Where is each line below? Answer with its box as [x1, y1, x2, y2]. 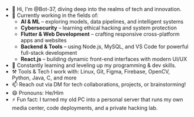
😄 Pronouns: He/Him [11, 89, 64, 96]
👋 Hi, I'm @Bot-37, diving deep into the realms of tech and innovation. [11, 6, 182, 12]
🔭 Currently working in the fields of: [11, 12, 99, 19]
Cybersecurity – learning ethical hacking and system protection [20, 24, 177, 31]
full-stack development [20, 49, 77, 56]
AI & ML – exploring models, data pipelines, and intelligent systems [20, 18, 184, 25]
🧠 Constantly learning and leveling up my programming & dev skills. [11, 62, 176, 69]
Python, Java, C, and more [11, 74, 77, 81]
